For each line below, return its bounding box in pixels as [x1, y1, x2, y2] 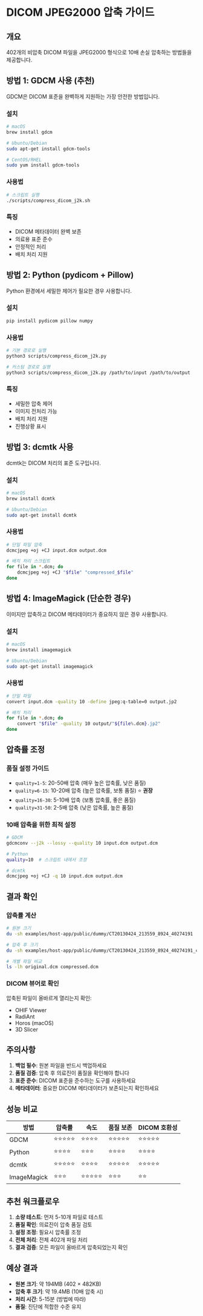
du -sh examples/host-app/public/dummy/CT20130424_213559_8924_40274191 [6, 931, 193, 937]
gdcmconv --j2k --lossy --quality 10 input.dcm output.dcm [6, 840, 158, 846]
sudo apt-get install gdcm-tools [6, 146, 91, 152]
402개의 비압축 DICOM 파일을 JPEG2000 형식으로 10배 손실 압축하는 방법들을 [6, 49, 192, 56]
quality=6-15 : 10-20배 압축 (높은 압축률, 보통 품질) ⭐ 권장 [14, 787, 153, 794]
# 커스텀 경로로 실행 [6, 364, 51, 370]
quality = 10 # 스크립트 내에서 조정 [6, 857, 88, 863]
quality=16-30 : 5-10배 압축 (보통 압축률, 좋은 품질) [14, 796, 136, 804]
